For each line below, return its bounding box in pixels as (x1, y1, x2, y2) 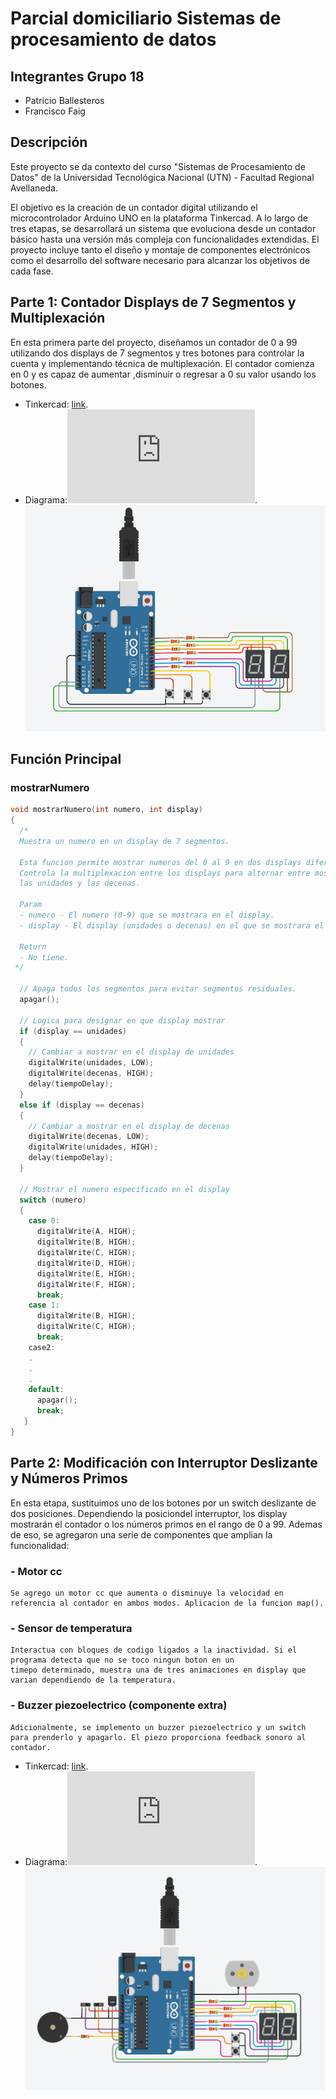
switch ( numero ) (19, 1195, 87, 1205)
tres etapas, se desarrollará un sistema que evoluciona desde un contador (10, 222, 317, 234)
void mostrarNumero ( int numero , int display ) (10, 805, 203, 815)
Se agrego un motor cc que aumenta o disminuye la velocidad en (10, 1588, 284, 1598)
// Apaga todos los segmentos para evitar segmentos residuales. (19, 984, 298, 994)
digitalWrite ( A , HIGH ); (36, 1227, 137, 1237)
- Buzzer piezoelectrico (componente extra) (10, 1698, 228, 1712)
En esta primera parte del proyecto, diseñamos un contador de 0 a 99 (10, 336, 298, 348)
